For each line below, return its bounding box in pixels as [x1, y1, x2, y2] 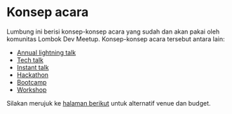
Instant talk [16, 63, 50, 71]
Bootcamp [16, 78, 47, 86]
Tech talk [16, 55, 43, 64]
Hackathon [16, 71, 49, 79]
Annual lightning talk [16, 48, 76, 57]
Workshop [16, 85, 47, 94]
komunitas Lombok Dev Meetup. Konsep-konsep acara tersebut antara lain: [6, 34, 225, 43]
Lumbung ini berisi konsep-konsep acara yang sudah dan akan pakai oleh [6, 27, 220, 36]
